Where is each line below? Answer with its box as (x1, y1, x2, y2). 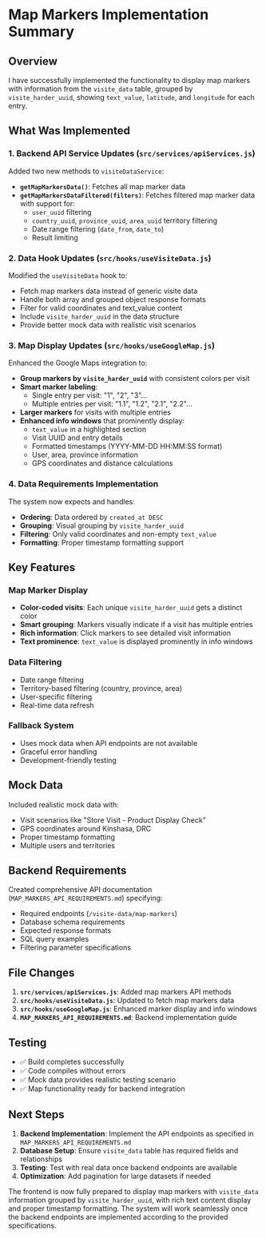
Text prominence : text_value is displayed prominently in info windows (19, 637, 253, 646)
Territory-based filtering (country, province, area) (19, 683, 183, 692)
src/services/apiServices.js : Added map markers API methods (19, 987, 232, 997)
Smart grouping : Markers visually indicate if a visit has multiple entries (19, 620, 253, 629)
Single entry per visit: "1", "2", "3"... (31, 391, 148, 400)
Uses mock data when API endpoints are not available (19, 738, 198, 748)
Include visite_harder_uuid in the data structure (19, 311, 180, 321)
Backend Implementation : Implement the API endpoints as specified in (19, 1129, 254, 1138)
